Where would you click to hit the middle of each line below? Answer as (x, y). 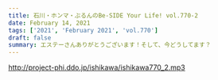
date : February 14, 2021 (49, 23)
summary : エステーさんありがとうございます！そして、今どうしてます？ (110, 45)
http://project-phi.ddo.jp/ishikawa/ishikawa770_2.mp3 (97, 67)
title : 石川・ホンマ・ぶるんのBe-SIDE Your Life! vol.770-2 (103, 15)
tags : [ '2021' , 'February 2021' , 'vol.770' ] (83, 30)
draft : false (30, 38)
